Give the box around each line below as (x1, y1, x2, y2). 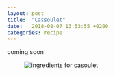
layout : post (7, 10, 44, 17)
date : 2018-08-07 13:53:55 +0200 (7, 23, 109, 29)
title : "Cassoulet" (7, 16, 66, 23)
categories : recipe (7, 29, 63, 36)
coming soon (7, 48, 44, 56)
